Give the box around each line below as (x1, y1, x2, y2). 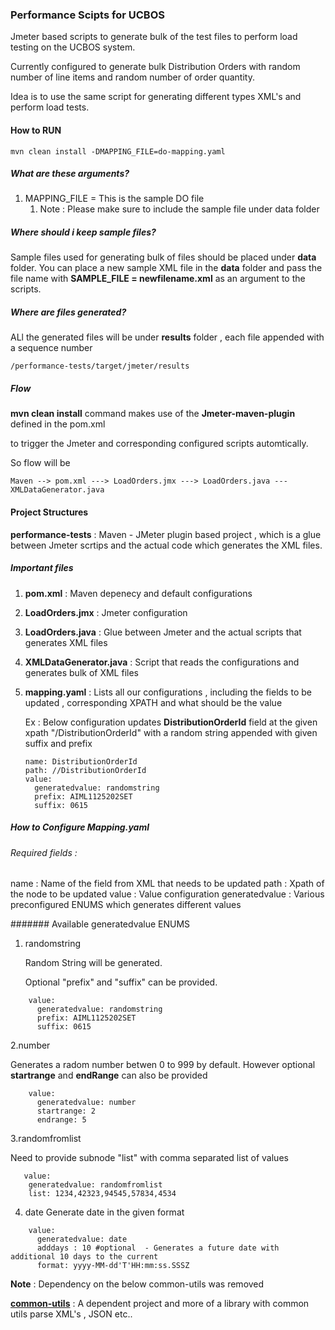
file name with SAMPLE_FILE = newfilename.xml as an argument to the (10, 273, 306, 285)
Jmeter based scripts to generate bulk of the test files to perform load (10, 31, 298, 43)
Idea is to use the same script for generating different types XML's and (10, 91, 302, 103)
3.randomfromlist (10, 1133, 82, 1145)
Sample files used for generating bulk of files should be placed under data (10, 251, 317, 263)
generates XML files (24, 636, 108, 648)
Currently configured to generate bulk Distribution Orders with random (10, 61, 301, 73)
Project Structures (10, 506, 89, 518)
